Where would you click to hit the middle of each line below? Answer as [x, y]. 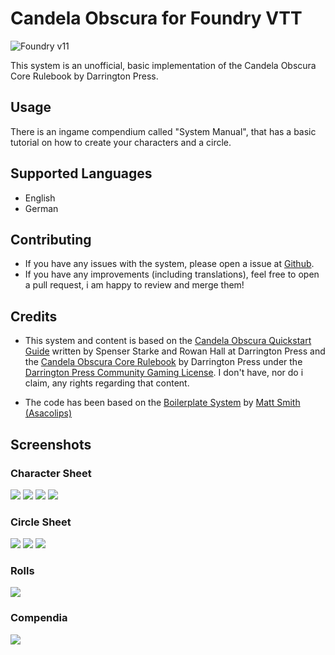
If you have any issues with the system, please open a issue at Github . [169, 264]
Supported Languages [81, 173]
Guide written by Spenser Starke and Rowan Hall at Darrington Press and [175, 351]
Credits [34, 316]
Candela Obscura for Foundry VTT [156, 18]
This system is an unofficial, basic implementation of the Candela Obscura [163, 65]
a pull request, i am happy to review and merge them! [134, 285]
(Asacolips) [48, 413]
